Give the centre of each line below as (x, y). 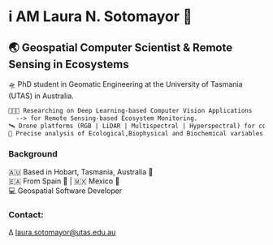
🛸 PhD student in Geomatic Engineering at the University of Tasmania (126, 84)
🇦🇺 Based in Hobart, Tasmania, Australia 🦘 (81, 172)
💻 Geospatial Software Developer (65, 191)
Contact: (26, 214)
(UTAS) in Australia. (41, 96)
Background (33, 154)
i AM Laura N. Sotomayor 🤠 (100, 17)
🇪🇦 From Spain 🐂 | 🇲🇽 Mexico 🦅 (64, 181)
